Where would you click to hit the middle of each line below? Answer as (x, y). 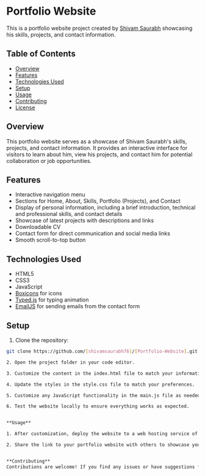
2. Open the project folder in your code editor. (71, 362)
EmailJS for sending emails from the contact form (77, 306)
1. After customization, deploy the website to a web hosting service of (102, 434)
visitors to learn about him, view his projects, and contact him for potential (99, 154)
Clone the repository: (42, 340)
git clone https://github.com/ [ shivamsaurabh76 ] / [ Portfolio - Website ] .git (102, 352)
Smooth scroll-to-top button (50, 240)
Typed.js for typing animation (52, 300)
